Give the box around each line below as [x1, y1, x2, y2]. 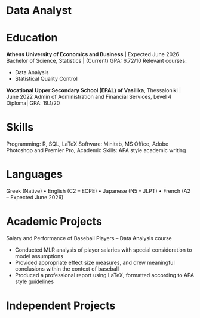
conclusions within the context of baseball [14, 265, 119, 272]
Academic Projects [6, 215, 103, 228]
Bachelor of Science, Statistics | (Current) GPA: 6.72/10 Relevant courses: [6, 57, 187, 65]
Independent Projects [6, 299, 116, 313]
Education [6, 31, 58, 45]
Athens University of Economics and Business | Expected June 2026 [6, 51, 179, 58]
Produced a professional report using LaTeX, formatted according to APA [14, 271, 195, 278]
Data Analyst [6, 4, 72, 17]
